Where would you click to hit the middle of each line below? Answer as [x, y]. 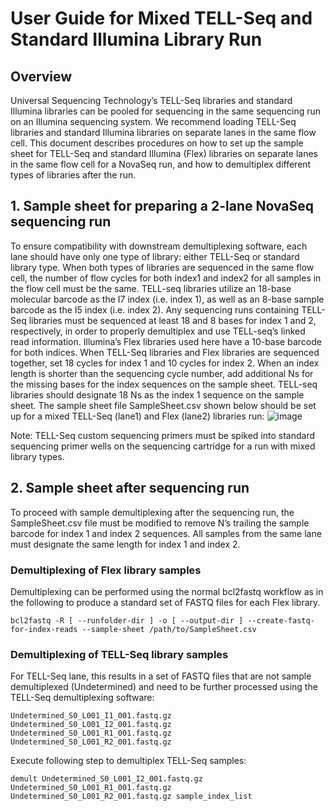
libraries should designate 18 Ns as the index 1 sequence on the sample [157, 394]
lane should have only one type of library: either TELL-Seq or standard [155, 256]
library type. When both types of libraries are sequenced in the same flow [162, 267]
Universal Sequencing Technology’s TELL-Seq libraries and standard [151, 100]
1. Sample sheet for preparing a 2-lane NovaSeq [162, 206]
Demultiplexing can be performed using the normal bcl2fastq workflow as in [167, 591]
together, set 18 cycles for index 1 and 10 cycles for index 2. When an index [165, 363]
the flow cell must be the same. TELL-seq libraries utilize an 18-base [151, 288]
